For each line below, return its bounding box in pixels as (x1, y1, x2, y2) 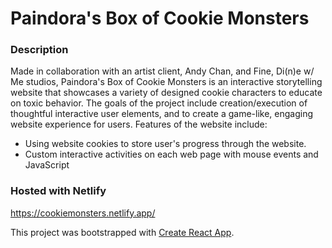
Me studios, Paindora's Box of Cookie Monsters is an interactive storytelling (10, 76, 323, 88)
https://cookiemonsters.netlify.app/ (10, 207, 156, 219)
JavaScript (24, 159, 70, 171)
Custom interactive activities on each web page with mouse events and (24, 148, 319, 161)
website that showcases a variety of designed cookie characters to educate (10, 87, 323, 99)
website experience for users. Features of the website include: (10, 118, 268, 131)
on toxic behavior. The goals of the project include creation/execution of (10, 97, 308, 109)
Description (10, 43, 69, 57)
